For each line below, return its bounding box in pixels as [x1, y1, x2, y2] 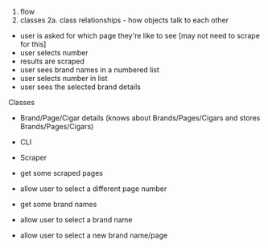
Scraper [19, 152, 47, 162]
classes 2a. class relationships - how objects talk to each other [19, 15, 229, 25]
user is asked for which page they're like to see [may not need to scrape [19, 31, 260, 40]
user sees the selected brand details [19, 82, 141, 91]
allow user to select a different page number [19, 184, 167, 193]
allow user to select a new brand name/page [19, 230, 168, 240]
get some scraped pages [19, 169, 103, 177]
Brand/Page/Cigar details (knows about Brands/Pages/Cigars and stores [19, 113, 261, 123]
